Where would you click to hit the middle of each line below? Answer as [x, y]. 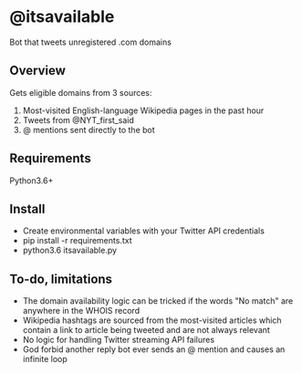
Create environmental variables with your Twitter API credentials [143, 231]
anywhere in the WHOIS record [81, 311]
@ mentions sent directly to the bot [89, 130]
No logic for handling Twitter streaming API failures [119, 340]
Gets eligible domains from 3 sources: [81, 92]
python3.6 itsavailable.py [69, 250]
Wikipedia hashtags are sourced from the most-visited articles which [152, 320]
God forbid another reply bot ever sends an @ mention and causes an [154, 349]
